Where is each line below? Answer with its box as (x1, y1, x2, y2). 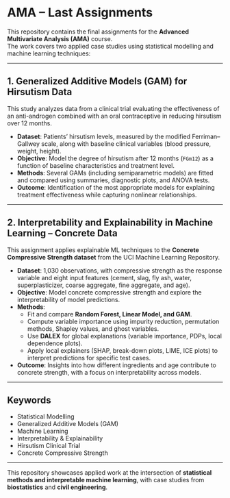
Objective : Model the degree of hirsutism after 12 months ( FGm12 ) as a (16, 154, 214, 162)
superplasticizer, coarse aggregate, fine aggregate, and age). (16, 281, 190, 289)
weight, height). (16, 147, 62, 155)
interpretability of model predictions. (16, 295, 120, 303)
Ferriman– (191, 132, 220, 140)
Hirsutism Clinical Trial (16, 442, 81, 450)
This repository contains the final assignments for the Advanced (7, 27, 190, 36)
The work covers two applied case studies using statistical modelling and (7, 42, 214, 50)
